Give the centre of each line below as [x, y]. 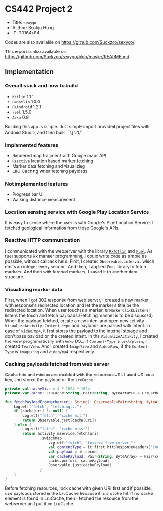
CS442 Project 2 [39, 9]
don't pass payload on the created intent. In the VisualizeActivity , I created [81, 336]
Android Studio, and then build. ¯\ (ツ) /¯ [44, 132]
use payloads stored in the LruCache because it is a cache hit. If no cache [79, 493]
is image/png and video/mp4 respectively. [55, 352]
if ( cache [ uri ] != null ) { [41, 411]
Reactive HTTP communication [42, 240]
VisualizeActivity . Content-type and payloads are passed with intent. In [78, 326]
